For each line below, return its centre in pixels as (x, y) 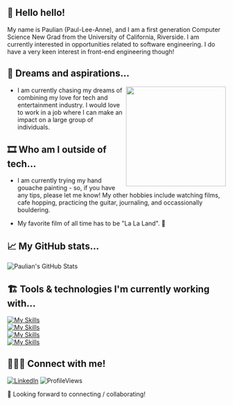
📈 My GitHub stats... (53, 246)
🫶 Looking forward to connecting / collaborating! (76, 394)
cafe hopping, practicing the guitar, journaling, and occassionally (110, 203)
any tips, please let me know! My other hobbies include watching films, (119, 196)
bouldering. (34, 210)
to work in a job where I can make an (70, 112)
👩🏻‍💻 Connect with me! (57, 364)
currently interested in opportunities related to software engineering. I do (111, 44)
